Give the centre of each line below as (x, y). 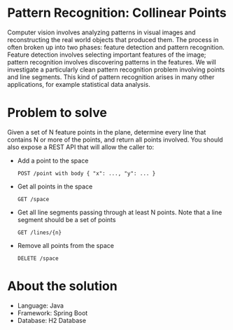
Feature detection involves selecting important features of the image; (107, 55)
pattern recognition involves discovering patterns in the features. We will (112, 62)
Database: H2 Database (51, 320)
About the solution (62, 286)
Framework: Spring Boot (52, 312)
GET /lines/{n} (40, 233)
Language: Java (41, 305)
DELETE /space (38, 258)
